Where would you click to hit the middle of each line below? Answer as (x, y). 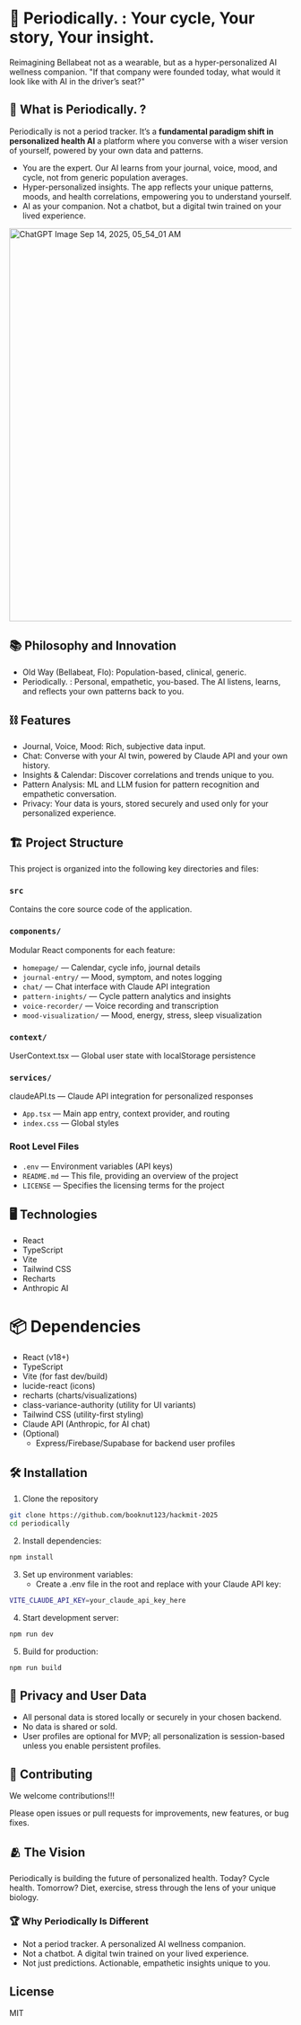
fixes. (19, 1823)
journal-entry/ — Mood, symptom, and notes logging (122, 977)
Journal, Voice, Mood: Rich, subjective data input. (114, 747)
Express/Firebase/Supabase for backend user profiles (135, 1443)
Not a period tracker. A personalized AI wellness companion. (134, 1944)
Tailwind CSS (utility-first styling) (83, 1415)
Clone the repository (60, 1499)
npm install (31, 1557)
